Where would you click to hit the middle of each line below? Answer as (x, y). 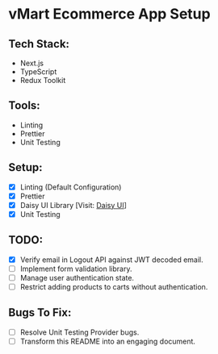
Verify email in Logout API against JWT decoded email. (111, 260)
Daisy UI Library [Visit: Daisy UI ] (73, 205)
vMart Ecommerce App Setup (110, 14)
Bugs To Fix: (40, 312)
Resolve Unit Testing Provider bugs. (80, 332)
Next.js (32, 63)
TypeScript (38, 72)
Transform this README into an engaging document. (108, 341)
